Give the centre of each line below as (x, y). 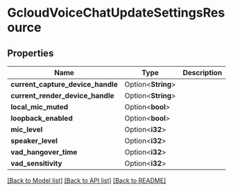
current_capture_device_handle (64, 84)
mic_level (27, 130)
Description (202, 73)
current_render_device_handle (62, 95)
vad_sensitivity (36, 163)
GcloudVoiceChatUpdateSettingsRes (116, 13)
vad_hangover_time (44, 152)
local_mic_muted (40, 107)
